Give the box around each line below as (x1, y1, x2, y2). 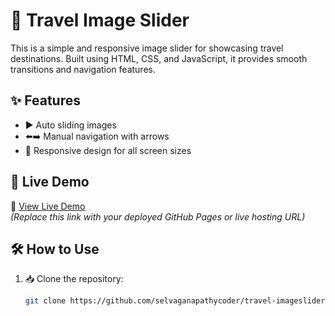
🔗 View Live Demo (10, 200, 86, 212)
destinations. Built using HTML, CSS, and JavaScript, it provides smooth (10, 52, 308, 64)
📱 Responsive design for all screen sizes (24, 144, 192, 156)
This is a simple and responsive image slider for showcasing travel (10, 42, 284, 54)
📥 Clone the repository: (24, 273, 124, 285)
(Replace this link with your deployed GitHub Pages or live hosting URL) (10, 210, 306, 223)
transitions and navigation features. (10, 63, 156, 75)
